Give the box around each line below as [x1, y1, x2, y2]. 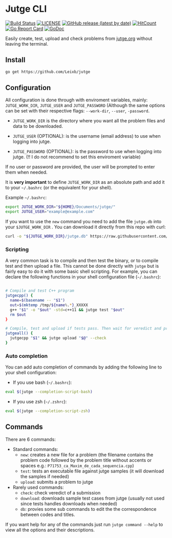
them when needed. [5, 169, 48, 176]
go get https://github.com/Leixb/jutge [5, 69, 91, 74]
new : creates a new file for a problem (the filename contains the [20, 451, 154, 458]
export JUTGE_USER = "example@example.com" [5, 209, 95, 214]
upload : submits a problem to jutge [20, 479, 93, 485]
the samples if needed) [20, 473, 70, 479]
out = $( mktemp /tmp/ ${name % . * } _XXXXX [10, 303, 88, 308]
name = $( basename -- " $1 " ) [10, 298, 66, 303]
